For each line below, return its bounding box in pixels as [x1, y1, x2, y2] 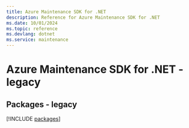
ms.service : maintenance [6, 37, 69, 43]
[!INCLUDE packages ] [6, 115, 61, 122]
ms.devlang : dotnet [6, 31, 55, 37]
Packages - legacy [6, 99, 77, 109]
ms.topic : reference [6, 25, 58, 32]
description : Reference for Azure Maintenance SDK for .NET [6, 14, 161, 20]
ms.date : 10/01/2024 [6, 20, 58, 26]
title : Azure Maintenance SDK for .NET [6, 8, 107, 15]
